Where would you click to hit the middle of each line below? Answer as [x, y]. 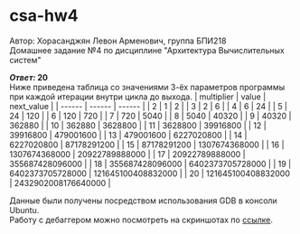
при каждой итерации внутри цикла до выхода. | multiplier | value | [138, 97]
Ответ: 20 [28, 77]
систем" [26, 60]
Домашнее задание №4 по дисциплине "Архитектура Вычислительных [147, 50]
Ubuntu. [24, 210]
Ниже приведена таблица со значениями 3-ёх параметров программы [147, 87]
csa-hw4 [44, 16]
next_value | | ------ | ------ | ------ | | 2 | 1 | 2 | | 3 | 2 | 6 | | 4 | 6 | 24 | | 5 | [148, 106]
